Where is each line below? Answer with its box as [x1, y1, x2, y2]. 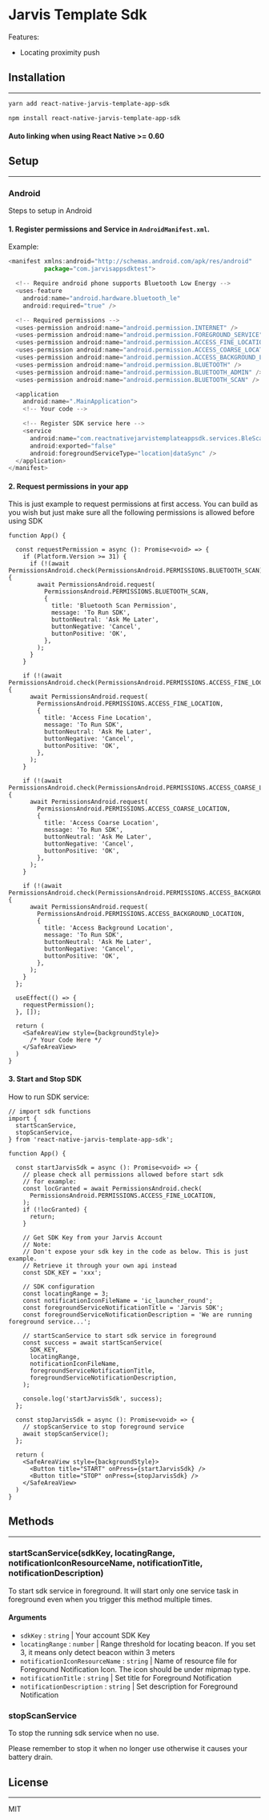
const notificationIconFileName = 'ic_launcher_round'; [22, 1296, 214, 1304]
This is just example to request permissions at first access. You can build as [8, 499, 259, 509]
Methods [8, 1515, 54, 1529]
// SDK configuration [22, 1283, 94, 1291]
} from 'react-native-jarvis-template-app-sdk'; [8, 1135, 174, 1143]
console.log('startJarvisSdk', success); [22, 1395, 163, 1403]
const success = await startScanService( [22, 1339, 163, 1347]
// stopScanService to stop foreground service [22, 1423, 184, 1431]
